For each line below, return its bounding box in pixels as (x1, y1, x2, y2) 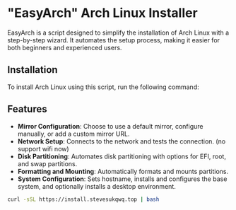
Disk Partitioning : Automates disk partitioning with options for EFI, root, (17, 152, 226, 161)
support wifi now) (17, 144, 69, 153)
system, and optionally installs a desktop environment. (17, 182, 177, 190)
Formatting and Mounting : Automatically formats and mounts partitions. (17, 167, 228, 175)
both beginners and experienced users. (7, 43, 122, 52)
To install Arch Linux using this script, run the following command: (7, 83, 199, 91)
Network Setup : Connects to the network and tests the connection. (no (17, 136, 226, 146)
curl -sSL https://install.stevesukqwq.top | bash (7, 196, 160, 203)
